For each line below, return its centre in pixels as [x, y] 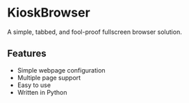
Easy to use [34, 85]
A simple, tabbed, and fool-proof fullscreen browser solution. [94, 32]
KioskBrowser [49, 13]
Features [27, 54]
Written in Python [42, 92]
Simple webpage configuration [61, 70]
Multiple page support [49, 77]
